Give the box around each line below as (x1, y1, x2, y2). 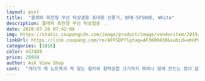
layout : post (6, 9, 40, 15)
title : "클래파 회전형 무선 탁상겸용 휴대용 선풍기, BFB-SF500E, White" (6, 15, 175, 21)
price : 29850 (6, 54, 40, 60)
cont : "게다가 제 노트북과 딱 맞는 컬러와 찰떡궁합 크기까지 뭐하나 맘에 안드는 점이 (6, 65, 192, 72)
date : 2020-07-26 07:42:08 (6, 26, 75, 32)
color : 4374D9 (6, 49, 43, 55)
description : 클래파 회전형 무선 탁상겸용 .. (6, 20, 109, 26)
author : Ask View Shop (6, 60, 64, 66)
